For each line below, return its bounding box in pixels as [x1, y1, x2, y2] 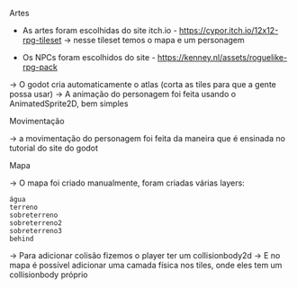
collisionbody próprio [9, 269, 88, 280]
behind [9, 234, 34, 243]
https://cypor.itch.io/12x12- [178, 25, 279, 35]
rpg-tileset [22, 35, 62, 45]
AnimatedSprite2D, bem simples [9, 98, 129, 109]
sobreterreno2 [9, 219, 63, 228]
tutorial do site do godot [9, 143, 99, 153]
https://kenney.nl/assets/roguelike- [157, 52, 288, 62]
